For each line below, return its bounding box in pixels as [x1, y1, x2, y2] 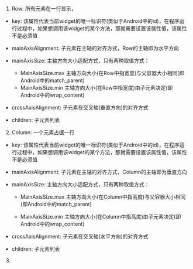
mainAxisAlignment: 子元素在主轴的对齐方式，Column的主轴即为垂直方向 [11, 169, 188, 175]
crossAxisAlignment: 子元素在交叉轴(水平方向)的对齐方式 [11, 233, 149, 240]
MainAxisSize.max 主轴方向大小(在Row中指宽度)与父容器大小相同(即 [20, 70, 185, 76]
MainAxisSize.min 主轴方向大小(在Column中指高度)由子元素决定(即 [20, 213, 181, 220]
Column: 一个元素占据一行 [11, 129, 75, 136]
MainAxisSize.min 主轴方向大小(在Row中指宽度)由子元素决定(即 [20, 84, 173, 91]
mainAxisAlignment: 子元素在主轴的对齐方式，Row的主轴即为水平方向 [11, 45, 180, 52]
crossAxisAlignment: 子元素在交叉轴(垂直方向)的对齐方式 [11, 104, 149, 111]
